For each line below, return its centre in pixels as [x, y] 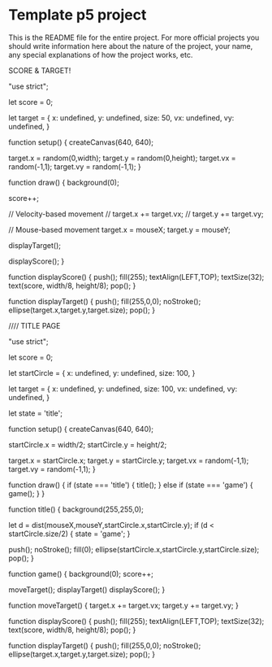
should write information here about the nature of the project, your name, [131, 46]
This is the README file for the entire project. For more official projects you [134, 37]
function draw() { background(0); [64, 182]
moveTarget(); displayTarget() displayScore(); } [87, 589]
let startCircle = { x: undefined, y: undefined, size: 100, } [102, 373]
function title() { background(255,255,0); [76, 509]
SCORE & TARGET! [40, 70]
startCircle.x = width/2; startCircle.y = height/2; [88, 444]
